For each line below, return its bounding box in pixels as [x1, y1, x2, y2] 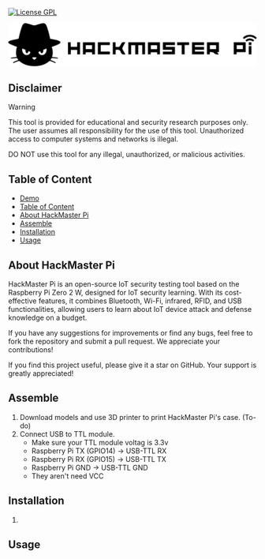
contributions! [8, 345, 54, 355]
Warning [8, 103, 35, 112]
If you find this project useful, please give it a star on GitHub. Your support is [8, 360, 257, 370]
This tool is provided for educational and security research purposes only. [8, 118, 248, 127]
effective [8, 296, 37, 306]
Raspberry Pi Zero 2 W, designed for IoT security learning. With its [8, 288, 223, 298]
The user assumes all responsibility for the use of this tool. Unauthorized [8, 126, 244, 136]
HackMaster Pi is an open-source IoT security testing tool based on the [8, 279, 240, 289]
